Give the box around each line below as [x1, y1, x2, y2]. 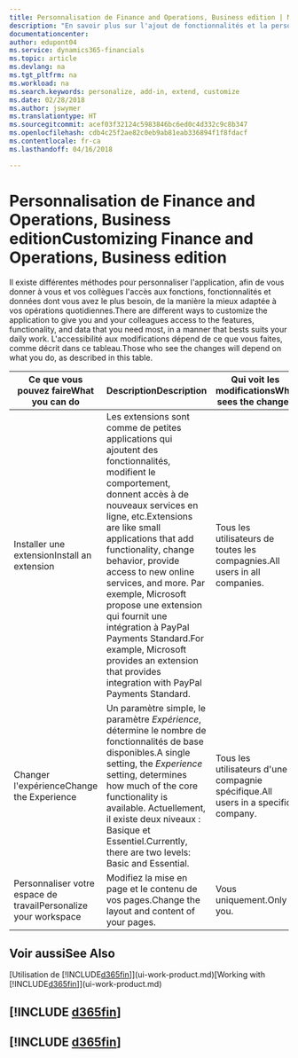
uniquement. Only [216, 893, 287, 905]
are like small [106, 521, 161, 533]
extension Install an [13, 549, 92, 561]
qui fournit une [106, 609, 168, 622]
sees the [216, 396, 255, 408]
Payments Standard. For [106, 631, 204, 644]
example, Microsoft [106, 643, 187, 655]
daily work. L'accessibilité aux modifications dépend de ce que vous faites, [9, 333, 283, 344]
